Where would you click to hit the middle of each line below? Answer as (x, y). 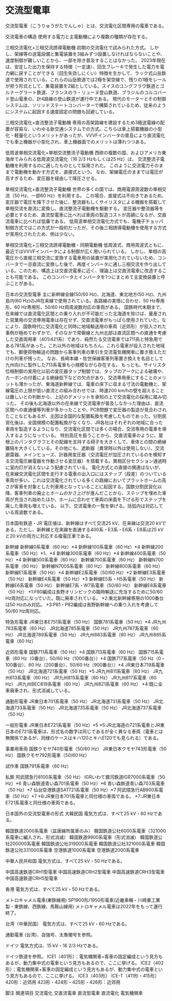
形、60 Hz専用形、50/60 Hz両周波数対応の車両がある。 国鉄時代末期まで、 (85, 307)
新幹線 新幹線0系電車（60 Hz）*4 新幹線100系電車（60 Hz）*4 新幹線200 (84, 547)
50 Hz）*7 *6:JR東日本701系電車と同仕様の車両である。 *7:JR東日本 (87, 796)
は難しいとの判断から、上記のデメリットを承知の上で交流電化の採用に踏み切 (86, 397)
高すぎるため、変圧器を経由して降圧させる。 (52, 178)
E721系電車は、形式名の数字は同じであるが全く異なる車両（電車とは (91, 731)
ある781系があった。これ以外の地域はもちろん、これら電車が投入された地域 (85, 345)
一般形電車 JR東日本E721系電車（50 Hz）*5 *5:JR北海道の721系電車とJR (83, 725)
